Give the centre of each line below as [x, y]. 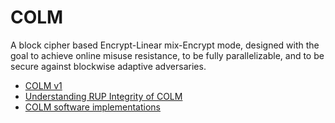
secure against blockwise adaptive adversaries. [108, 66]
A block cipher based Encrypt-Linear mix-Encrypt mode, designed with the [165, 45]
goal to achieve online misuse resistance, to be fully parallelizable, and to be [167, 55]
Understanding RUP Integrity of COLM [103, 96]
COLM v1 [43, 85]
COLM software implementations [92, 107]
